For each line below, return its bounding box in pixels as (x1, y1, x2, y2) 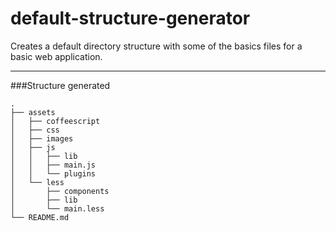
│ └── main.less (10, 203, 105, 214)
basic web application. (10, 50, 103, 62)
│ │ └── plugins (10, 168, 97, 179)
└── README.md (10, 212, 70, 222)
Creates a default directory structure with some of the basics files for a (10, 40, 303, 52)
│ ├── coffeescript (10, 116, 101, 126)
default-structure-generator (10, 7, 251, 30)
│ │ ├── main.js (10, 160, 97, 170)
